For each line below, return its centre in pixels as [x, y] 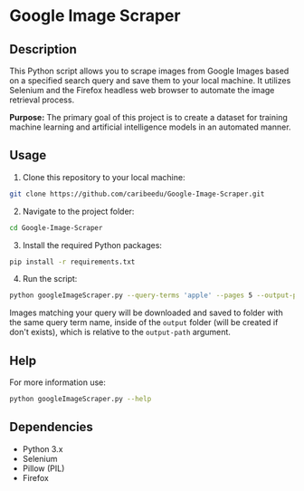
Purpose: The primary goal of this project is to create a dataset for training [148, 117]
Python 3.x [43, 448]
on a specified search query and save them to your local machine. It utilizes [150, 81]
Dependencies [51, 427]
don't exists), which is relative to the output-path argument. [120, 332]
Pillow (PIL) [43, 468]
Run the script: [50, 279]
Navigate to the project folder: [78, 211]
